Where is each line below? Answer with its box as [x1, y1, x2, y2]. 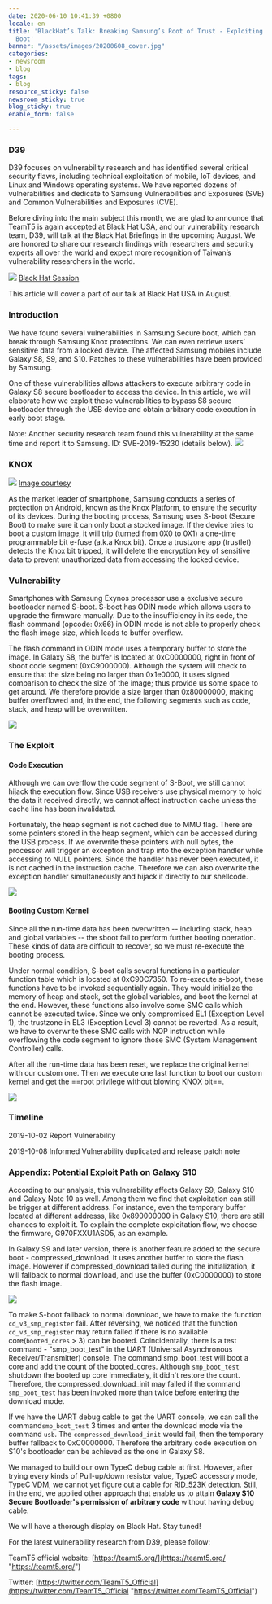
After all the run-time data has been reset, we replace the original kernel [8, 1059, 249, 1069]
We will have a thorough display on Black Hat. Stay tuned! [8, 1522, 201, 1532]
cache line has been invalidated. [8, 804, 116, 814]
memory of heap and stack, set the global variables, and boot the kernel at [8, 991, 258, 1001]
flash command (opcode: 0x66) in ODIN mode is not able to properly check [8, 620, 261, 629]
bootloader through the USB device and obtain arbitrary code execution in [8, 404, 257, 414]
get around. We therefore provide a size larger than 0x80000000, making [8, 687, 254, 697]
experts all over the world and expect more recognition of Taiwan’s [8, 248, 231, 257]
